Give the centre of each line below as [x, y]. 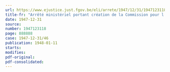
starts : [13, 48]
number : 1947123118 [26, 29]
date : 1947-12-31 [24, 19]
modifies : [16, 52]
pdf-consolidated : [25, 62]
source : [13, 24]
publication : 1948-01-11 [31, 43]
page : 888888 [19, 33]
